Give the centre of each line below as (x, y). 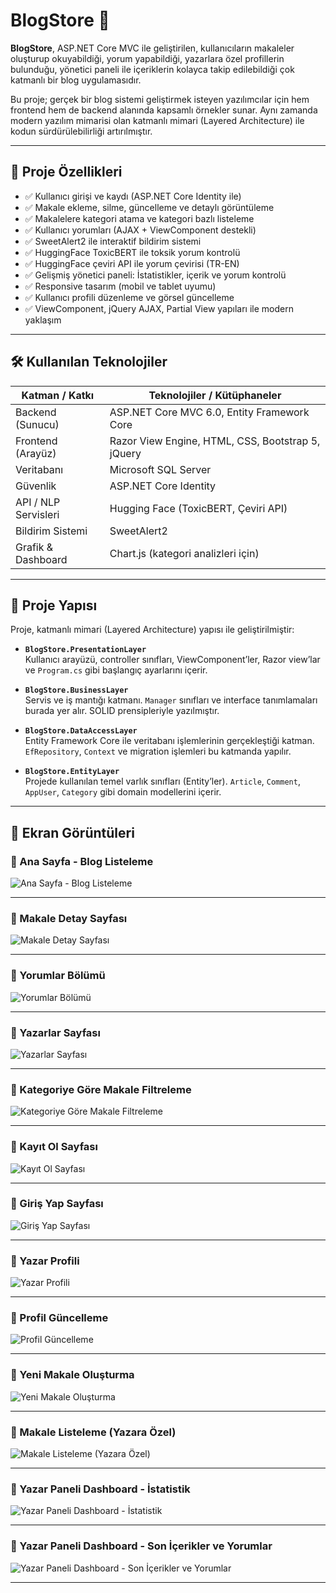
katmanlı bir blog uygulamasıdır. (76, 80)
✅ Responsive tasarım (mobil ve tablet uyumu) (120, 286)
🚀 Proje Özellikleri (66, 172)
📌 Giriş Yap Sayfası (57, 1204)
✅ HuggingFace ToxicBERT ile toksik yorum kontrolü (132, 252)
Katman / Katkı (58, 395)
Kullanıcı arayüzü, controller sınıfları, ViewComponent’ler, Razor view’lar (172, 660)
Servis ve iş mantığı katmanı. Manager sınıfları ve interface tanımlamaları (171, 700)
